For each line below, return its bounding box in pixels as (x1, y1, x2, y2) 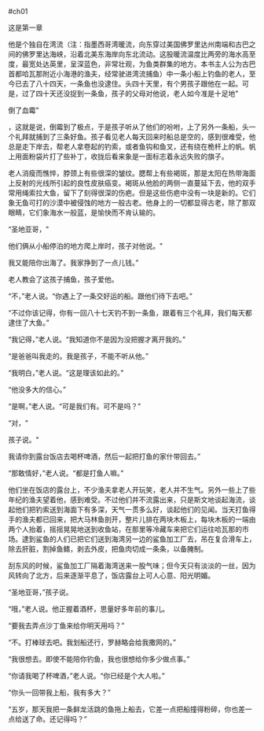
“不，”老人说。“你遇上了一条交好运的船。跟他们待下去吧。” (8, 291, 192, 301)
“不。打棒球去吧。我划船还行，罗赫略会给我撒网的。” (8, 637, 177, 647)
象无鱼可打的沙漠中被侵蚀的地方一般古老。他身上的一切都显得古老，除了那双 (8, 198, 256, 207)
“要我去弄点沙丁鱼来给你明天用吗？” (8, 621, 125, 630)
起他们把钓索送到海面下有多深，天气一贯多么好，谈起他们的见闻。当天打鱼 (8, 505, 249, 514)
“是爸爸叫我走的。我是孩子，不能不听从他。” (8, 352, 149, 360)
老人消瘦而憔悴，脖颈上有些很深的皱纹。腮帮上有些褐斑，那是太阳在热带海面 (8, 168, 256, 178)
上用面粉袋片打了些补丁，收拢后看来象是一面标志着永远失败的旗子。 (8, 152, 229, 161)
